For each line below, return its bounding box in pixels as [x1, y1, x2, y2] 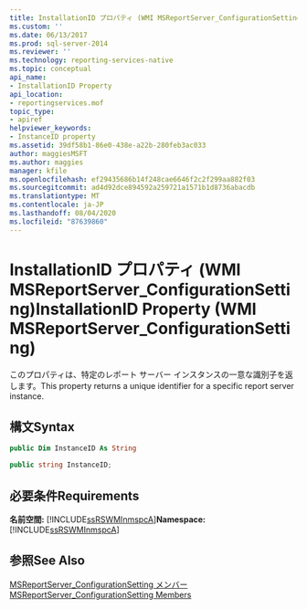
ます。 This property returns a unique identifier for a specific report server [16, 380, 295, 391]
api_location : [9, 89, 64, 99]
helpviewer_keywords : [9, 124, 92, 133]
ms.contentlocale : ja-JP [9, 200, 104, 210]
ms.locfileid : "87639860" [9, 216, 108, 226]
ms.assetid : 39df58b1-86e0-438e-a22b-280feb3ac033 [9, 141, 206, 150]
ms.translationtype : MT [9, 192, 101, 201]
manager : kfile [9, 166, 68, 175]
